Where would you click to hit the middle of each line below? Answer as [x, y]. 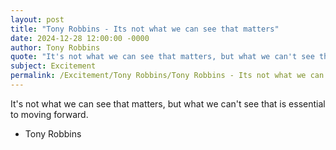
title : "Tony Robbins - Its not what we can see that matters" [145, 29]
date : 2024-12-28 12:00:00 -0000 [80, 38]
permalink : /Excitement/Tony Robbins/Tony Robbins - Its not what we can [167, 76]
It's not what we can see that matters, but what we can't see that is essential [168, 103]
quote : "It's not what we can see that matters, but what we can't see [162, 57]
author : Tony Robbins [55, 47]
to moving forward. [49, 114]
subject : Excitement [53, 66]
